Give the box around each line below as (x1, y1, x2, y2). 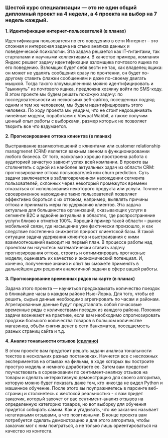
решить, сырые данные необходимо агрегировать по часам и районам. (5, 296, 160, 302)
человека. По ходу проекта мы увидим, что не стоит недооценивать (5, 107, 152, 113)
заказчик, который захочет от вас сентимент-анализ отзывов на (5, 396, 144, 402)
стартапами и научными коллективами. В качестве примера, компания (5, 54, 159, 60)
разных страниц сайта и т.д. (5, 328, 66, 334)
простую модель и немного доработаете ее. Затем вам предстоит (5, 364, 148, 370)
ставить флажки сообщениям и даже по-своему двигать (24, 75, 146, 82)
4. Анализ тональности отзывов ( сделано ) (5, 338, 99, 344)
